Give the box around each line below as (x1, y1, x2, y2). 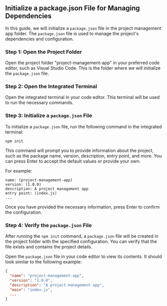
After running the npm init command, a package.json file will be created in (5, 233, 159, 239)
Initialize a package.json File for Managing (5, 4, 140, 13)
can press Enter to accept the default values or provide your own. (5, 158, 141, 164)
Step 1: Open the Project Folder (5, 48, 82, 55)
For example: (5, 168, 33, 174)
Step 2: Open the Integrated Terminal (5, 83, 97, 90)
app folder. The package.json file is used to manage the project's (5, 30, 139, 37)
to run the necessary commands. (5, 100, 74, 106)
